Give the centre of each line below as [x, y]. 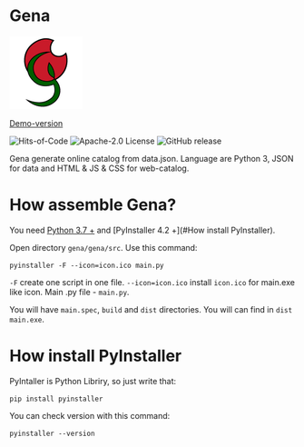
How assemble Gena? [93, 205]
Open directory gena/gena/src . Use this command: [103, 247]
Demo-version [36, 123]
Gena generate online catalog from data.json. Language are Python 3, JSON [152, 158]
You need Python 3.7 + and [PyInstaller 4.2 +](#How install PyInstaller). [142, 230]
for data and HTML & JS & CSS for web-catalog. [99, 168]
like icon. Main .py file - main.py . [69, 292]
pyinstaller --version [52, 433]
